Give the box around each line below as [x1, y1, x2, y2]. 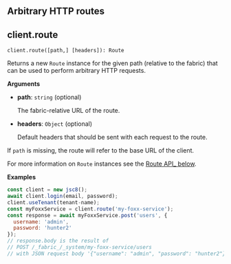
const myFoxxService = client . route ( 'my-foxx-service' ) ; [7, 206, 174, 212]
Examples [7, 173, 36, 181]
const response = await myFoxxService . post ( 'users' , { [7, 212, 168, 219]
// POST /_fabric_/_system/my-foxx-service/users [7, 244, 153, 251]
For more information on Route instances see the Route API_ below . [7, 159, 197, 168]
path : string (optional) [16, 93, 82, 102]
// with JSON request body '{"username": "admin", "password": [7, 250, 192, 257]
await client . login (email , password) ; [7, 192, 118, 200]
